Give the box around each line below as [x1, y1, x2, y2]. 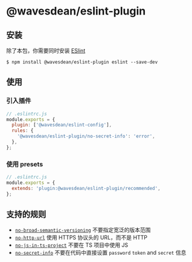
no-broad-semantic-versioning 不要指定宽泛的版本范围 [14, 226, 151, 234]
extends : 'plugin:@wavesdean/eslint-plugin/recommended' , [11, 185, 161, 191]
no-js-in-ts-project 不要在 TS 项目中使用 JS [14, 241, 129, 249]
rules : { [11, 128, 34, 134]
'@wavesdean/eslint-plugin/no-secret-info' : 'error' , [17, 133, 155, 140]
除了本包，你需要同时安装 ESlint [6, 47, 86, 54]
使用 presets [6, 160, 43, 168]
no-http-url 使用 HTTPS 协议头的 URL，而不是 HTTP [14, 234, 148, 241]
